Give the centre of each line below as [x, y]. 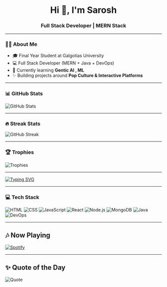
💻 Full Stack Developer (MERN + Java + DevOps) [63, 63]
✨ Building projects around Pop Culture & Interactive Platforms [78, 75]
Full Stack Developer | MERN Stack [83, 26]
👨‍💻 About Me [21, 44]
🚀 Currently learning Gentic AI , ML [48, 70]
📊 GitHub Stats [24, 93]
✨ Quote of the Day [35, 268]
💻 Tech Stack [22, 197]
